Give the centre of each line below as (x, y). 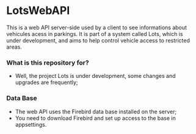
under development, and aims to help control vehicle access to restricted (98, 40)
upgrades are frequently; (46, 82)
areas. (14, 47)
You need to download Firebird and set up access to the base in (95, 118)
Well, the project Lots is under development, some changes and (95, 76)
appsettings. (31, 124)
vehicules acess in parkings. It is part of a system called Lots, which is (95, 33)
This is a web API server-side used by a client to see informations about (97, 27)
